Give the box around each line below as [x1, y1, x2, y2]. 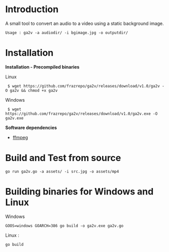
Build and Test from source [5, 152, 121, 164]
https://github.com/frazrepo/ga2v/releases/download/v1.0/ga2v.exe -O [5, 111, 158, 116]
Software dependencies [5, 124, 57, 131]
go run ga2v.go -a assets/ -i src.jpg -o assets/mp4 [5, 169, 119, 174]
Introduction [5, 4, 59, 15]
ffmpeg [12, 134, 28, 140]
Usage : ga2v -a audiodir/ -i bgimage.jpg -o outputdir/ [5, 30, 128, 35]
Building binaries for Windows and [5, 186, 154, 197]
